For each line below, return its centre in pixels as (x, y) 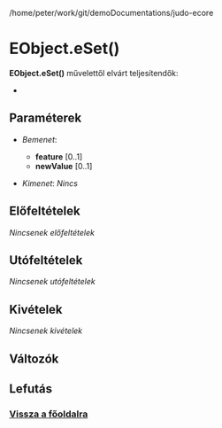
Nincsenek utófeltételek (52, 282)
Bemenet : (39, 139)
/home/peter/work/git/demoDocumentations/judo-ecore (111, 13)
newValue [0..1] (64, 166)
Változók (34, 358)
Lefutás (31, 389)
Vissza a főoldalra (49, 414)
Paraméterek (46, 118)
